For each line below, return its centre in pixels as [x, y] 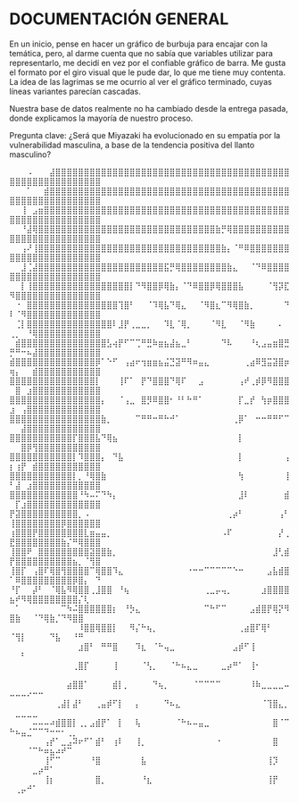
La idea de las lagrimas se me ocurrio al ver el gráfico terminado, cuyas [141, 81]
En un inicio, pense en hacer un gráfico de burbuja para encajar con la [138, 44]
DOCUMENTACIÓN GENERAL [119, 19]
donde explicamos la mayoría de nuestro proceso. [101, 118]
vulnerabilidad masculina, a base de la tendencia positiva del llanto [132, 145]
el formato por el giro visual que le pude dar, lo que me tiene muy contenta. [147, 72]
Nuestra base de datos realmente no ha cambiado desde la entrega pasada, [149, 108]
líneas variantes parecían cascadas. [75, 91]
